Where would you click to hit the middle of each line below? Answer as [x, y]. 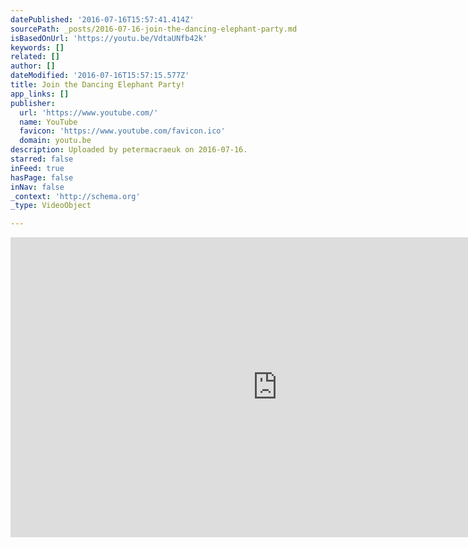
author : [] [33, 66]
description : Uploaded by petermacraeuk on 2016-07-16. [129, 150]
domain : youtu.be [55, 141]
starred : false [42, 159]
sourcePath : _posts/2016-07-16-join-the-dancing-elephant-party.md [154, 29]
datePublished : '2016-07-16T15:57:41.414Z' [102, 19]
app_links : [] [40, 94]
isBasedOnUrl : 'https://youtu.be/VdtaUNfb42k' [109, 38]
